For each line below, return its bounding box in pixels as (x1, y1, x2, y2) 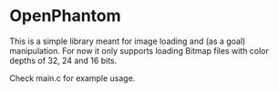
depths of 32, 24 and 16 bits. (9, 55, 118, 66)
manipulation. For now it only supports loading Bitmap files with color (9, 45, 269, 56)
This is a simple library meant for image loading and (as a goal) (9, 36, 246, 46)
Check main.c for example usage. (9, 72, 136, 83)
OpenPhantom (9, 5, 121, 26)
